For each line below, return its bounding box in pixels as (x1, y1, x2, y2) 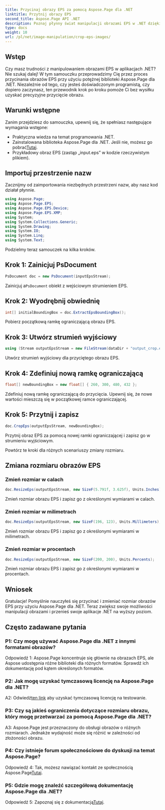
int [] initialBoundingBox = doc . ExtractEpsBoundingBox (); (5, 310, 126, 315)
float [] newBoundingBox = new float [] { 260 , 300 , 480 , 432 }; (5, 382, 137, 387)
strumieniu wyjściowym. (5, 437, 54, 443)
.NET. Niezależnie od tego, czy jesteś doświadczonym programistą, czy (5, 81, 150, 87)
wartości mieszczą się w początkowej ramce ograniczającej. (5, 396, 128, 402)
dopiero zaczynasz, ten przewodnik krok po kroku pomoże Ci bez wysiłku (5, 86, 155, 92)
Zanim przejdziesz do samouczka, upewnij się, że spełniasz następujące (5, 119, 152, 125)
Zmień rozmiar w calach (5, 476, 64, 483)
